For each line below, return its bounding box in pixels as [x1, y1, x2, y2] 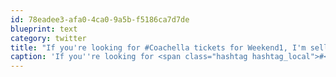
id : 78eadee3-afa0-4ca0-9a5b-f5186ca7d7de [10, 14, 190, 25]
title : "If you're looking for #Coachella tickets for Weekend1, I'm [10, 42, 307, 53]
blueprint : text [10, 24, 78, 34]
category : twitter [10, 33, 87, 43]
